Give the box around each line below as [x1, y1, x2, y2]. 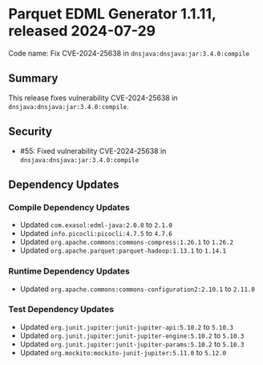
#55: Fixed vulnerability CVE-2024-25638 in [19, 146, 167, 156]
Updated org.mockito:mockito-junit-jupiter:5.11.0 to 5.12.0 [19, 347, 227, 357]
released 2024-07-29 [8, 22, 156, 40]
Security [8, 125, 52, 139]
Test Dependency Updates [8, 304, 115, 315]
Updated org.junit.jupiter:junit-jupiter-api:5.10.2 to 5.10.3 [19, 322, 234, 331]
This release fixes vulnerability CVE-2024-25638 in [8, 93, 178, 103]
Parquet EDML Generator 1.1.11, [8, 5, 216, 23]
